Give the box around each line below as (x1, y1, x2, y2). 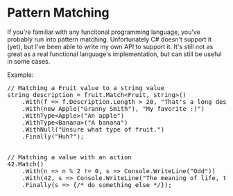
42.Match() (7, 160, 44, 168)
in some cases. (7, 57, 51, 65)
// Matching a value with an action (7, 153, 132, 161)
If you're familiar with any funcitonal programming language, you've (7, 28, 201, 36)
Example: (7, 71, 34, 79)
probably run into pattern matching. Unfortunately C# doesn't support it (7, 35, 212, 43)
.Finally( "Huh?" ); (21, 132, 85, 140)
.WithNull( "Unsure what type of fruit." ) (21, 125, 165, 133)
